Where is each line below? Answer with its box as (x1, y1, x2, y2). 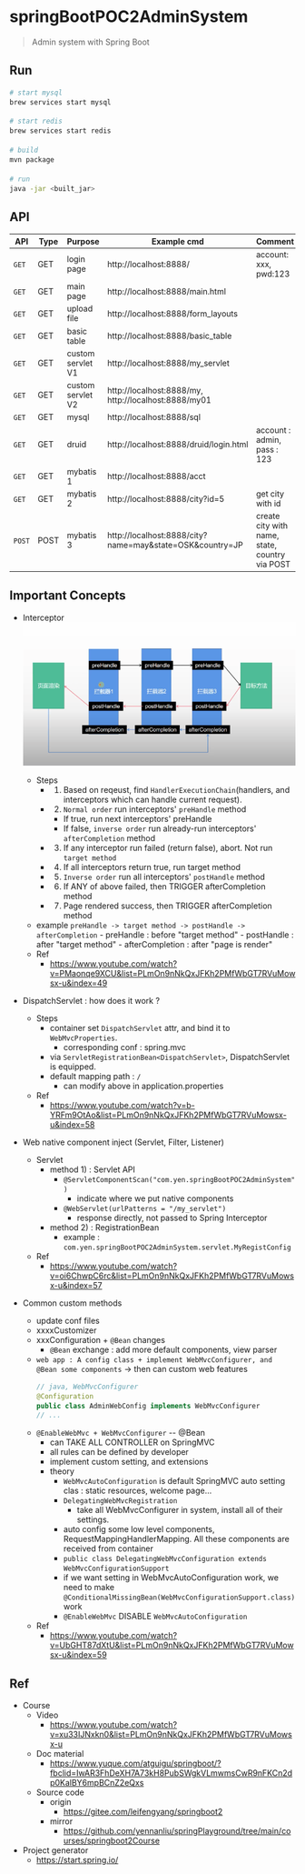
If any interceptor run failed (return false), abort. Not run (63, 842, 273, 853)
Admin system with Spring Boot (31, 36, 150, 47)
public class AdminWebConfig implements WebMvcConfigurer (35, 1401, 261, 1410)
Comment (255, 236, 295, 246)
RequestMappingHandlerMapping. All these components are (63, 1534, 290, 1545)
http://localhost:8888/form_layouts (107, 307, 239, 319)
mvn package (9, 155, 54, 165)
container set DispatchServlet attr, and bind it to (49, 1022, 231, 1033)
